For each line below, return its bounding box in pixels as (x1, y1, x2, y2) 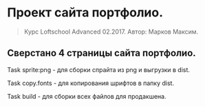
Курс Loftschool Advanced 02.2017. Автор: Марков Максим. (23, 27, 199, 36)
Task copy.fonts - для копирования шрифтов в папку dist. (7, 79, 174, 87)
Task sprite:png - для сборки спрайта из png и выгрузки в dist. (7, 65, 191, 73)
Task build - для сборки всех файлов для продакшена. (7, 92, 166, 100)
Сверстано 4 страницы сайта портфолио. (7, 47, 196, 59)
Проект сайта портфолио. (7, 5, 164, 21)
